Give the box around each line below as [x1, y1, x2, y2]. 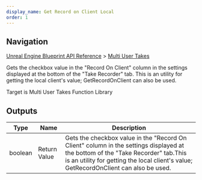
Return [38, 145, 57, 154]
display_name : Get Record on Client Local [6, 8, 114, 15]
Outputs [6, 106, 38, 116]
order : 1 [6, 14, 28, 20]
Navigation [6, 37, 48, 47]
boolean [9, 149, 32, 157]
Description [112, 124, 146, 132]
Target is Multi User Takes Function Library [6, 88, 113, 96]
